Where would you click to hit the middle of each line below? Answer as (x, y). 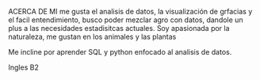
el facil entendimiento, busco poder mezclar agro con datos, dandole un (126, 20)
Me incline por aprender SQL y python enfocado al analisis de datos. (120, 52)
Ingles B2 (24, 67)
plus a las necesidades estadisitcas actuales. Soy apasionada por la (119, 28)
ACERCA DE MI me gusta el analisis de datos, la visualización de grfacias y (130, 11)
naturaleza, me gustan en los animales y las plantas (92, 36)
